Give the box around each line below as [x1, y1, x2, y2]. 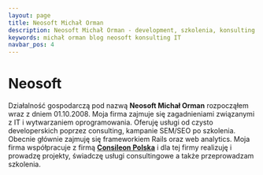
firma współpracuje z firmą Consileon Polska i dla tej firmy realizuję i [8, 143, 232, 152]
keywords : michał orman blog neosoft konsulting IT [8, 33, 181, 42]
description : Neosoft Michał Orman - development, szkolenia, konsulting [8, 26, 256, 34]
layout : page [8, 11, 51, 20]
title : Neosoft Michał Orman [8, 19, 104, 27]
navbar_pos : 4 [8, 41, 55, 49]
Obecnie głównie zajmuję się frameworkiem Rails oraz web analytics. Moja [8, 135, 250, 144]
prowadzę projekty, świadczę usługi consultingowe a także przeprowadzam [8, 151, 254, 161]
